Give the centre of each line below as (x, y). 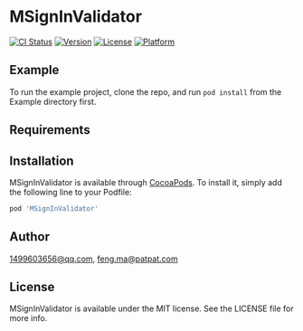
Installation (42, 161)
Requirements (50, 130)
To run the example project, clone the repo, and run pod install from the (146, 91)
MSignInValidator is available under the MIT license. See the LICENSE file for (151, 308)
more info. (28, 318)
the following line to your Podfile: (71, 192)
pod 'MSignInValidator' (54, 208)
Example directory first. (53, 101)
